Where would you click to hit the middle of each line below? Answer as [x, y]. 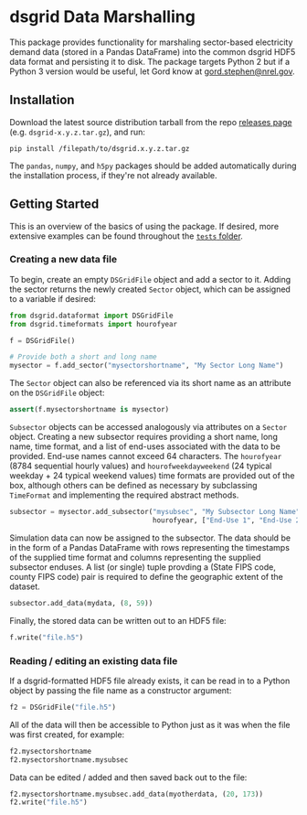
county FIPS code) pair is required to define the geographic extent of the [146, 576]
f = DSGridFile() [42, 340]
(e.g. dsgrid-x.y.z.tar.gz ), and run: [78, 132]
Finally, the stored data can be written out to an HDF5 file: [118, 620]
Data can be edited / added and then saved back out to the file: [128, 777]
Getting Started [54, 204]
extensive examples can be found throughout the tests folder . [127, 236]
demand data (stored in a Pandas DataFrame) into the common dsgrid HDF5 [153, 51]
